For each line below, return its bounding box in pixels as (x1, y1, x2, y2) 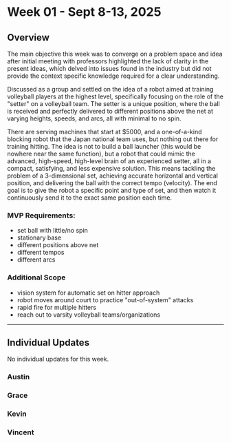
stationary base (16, 233, 62, 242)
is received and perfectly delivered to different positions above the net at (7, 107, 213, 115)
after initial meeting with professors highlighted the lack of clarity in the (7, 57, 209, 65)
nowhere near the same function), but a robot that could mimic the (7, 149, 196, 158)
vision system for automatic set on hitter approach (16, 288, 160, 297)
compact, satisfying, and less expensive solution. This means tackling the (7, 165, 216, 172)
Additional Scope (7, 273, 66, 282)
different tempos (16, 249, 65, 257)
